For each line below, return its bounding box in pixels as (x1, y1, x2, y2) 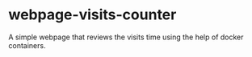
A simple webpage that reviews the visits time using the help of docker (8, 32, 244, 42)
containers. (8, 40, 46, 50)
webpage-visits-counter (8, 6, 177, 24)
